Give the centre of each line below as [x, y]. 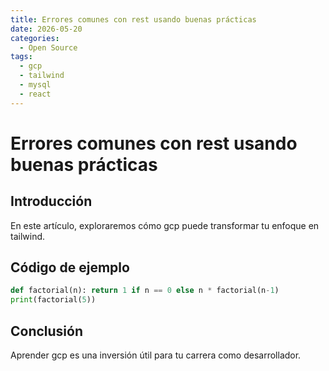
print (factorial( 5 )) [53, 300]
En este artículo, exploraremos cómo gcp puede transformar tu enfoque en [165, 225]
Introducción [51, 201]
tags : [21, 57]
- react [35, 94]
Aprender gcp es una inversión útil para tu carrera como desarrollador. [156, 355]
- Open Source [48, 47]
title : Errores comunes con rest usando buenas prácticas [133, 19]
